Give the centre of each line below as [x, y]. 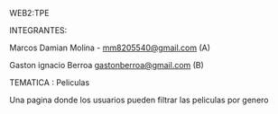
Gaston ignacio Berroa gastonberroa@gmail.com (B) [107, 65]
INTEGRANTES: [38, 30]
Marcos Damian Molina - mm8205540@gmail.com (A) [110, 48]
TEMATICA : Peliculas [50, 83]
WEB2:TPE [29, 13]
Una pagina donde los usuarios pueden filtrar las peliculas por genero [139, 100]
